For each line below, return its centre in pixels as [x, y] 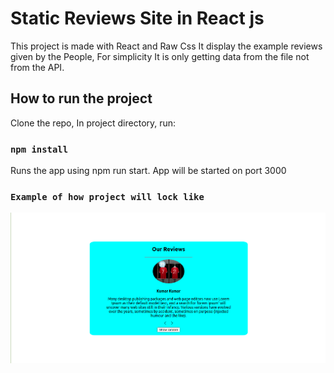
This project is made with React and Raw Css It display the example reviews [166, 46]
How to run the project [81, 98]
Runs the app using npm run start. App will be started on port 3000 [148, 171]
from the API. [37, 67]
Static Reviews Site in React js [137, 18]
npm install [39, 149]
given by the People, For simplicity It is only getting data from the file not [160, 56]
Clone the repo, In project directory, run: [93, 123]
